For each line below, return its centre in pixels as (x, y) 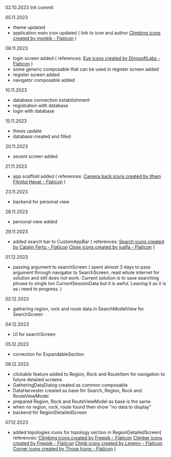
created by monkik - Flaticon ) (45, 38)
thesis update (27, 131)
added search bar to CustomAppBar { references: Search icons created (88, 242)
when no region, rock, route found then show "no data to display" (82, 407)
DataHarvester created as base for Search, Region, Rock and (77, 390)
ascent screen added (35, 156)
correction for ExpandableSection (49, 354)
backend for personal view (41, 202)
